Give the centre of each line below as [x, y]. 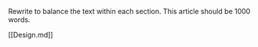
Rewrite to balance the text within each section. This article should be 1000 [129, 11]
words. [19, 20]
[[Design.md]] [31, 35]
